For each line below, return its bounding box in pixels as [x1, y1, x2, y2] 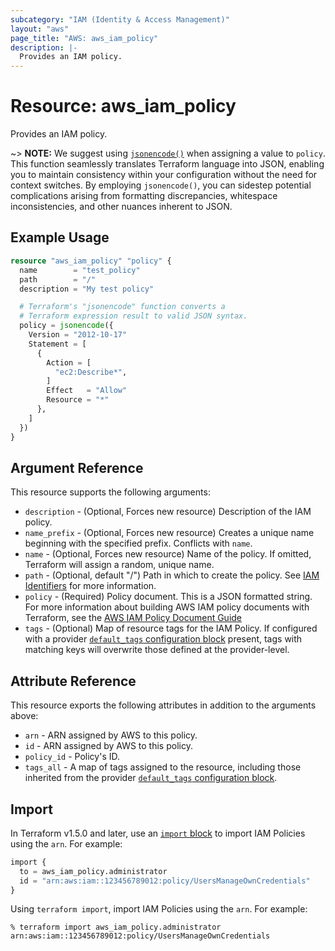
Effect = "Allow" [46, 386, 128, 396]
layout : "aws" [10, 24, 70, 34]
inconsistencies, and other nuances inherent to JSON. [10, 201, 233, 213]
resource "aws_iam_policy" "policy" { [10, 256, 172, 266]
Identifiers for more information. [24, 580, 157, 592]
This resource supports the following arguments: [10, 486, 211, 498]
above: [10, 710, 39, 722]
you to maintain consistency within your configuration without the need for [10, 169, 318, 181]
